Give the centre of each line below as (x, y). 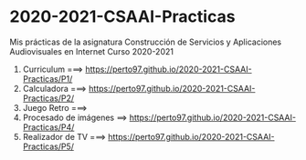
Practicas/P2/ (48, 98)
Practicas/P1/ (47, 78)
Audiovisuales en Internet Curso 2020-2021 (91, 51)
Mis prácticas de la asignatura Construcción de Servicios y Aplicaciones (146, 42)
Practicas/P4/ (48, 127)
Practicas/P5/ (48, 146)
